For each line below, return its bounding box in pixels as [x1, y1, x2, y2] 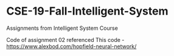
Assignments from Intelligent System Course [6, 24, 119, 32]
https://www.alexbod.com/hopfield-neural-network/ [6, 43, 137, 50]
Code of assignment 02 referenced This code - [6, 36, 125, 43]
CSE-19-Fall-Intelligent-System [6, 4, 169, 18]
